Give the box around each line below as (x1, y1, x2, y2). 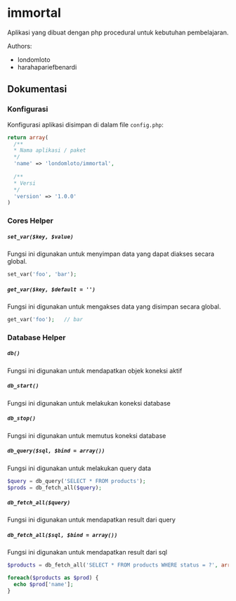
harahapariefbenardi (17, 63, 77, 71)
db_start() (7, 382, 39, 389)
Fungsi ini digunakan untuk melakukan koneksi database (7, 399, 171, 407)
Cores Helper (7, 216, 54, 226)
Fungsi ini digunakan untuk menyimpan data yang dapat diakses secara (7, 250, 215, 258)
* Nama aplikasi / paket (13, 147, 86, 154)
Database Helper (7, 332, 66, 342)
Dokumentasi (7, 83, 67, 96)
